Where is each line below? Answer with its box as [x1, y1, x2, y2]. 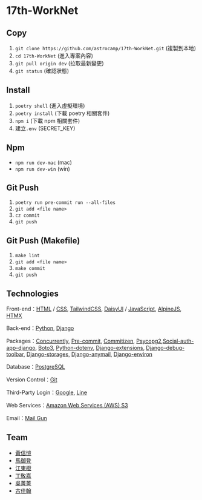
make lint [15, 252, 41, 259]
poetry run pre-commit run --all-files [15, 200, 116, 206]
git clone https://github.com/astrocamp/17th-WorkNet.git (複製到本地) [15, 45, 197, 51]
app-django [6, 344, 36, 352]
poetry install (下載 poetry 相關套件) [15, 110, 110, 117]
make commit [15, 266, 45, 272]
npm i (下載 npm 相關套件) [15, 117, 80, 124]
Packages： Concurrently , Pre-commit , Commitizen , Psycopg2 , [6, 337, 163, 345]
